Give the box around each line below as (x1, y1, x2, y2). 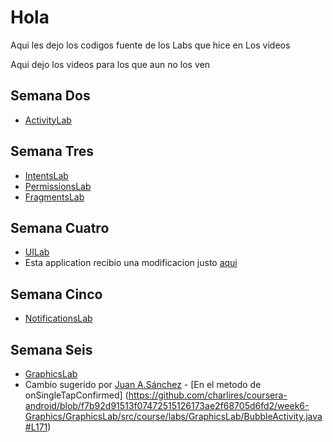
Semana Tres (10, 143, 94, 160)
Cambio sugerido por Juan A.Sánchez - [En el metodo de (24, 379, 262, 390)
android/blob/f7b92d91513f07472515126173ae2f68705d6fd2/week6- (24, 400, 310, 411)
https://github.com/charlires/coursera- (128, 389, 288, 401)
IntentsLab (24, 169, 69, 181)
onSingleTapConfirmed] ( (24, 389, 129, 401)
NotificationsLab (24, 312, 93, 325)
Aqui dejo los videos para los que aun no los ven (10, 58, 210, 70)
